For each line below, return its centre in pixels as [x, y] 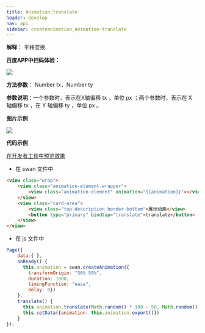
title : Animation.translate [42, 12]
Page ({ [15, 250]
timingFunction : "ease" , [60, 284]
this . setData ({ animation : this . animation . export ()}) [91, 313]
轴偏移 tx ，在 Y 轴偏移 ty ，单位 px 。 [54, 105]
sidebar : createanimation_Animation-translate [67, 29]
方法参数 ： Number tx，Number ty [50, 85]
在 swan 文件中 [34, 169]
